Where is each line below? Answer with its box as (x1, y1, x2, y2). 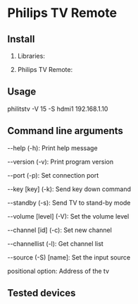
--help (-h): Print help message (7, 143, 98, 152)
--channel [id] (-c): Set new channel (7, 226, 113, 234)
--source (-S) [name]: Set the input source (7, 253, 131, 262)
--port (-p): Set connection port (7, 171, 99, 179)
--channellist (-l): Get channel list (7, 239, 103, 248)
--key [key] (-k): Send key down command (7, 185, 132, 193)
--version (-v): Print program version (7, 157, 114, 166)
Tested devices (7, 287, 76, 299)
